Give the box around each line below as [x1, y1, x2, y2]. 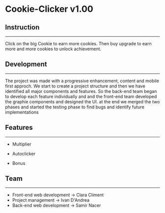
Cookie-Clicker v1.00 [5, 3, 93, 15]
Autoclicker [12, 151, 36, 156]
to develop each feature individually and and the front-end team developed [5, 93, 157, 99]
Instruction [5, 23, 40, 31]
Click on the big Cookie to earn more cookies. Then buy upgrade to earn [5, 41, 152, 46]
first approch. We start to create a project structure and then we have [5, 83, 146, 89]
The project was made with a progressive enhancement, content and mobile [5, 78, 160, 84]
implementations [5, 109, 39, 115]
